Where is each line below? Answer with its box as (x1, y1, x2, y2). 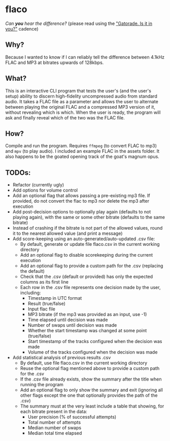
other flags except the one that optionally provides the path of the (20, 392, 158, 398)
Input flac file (27, 306, 56, 312)
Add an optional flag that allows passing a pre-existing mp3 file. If (12, 193, 151, 199)
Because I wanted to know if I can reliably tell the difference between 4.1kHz (5, 54, 165, 60)
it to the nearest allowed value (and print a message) (12, 230, 123, 237)
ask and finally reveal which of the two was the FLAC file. (5, 114, 125, 120)
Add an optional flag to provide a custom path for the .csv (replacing (20, 263, 163, 269)
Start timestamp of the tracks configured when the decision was (27, 338, 162, 344)
